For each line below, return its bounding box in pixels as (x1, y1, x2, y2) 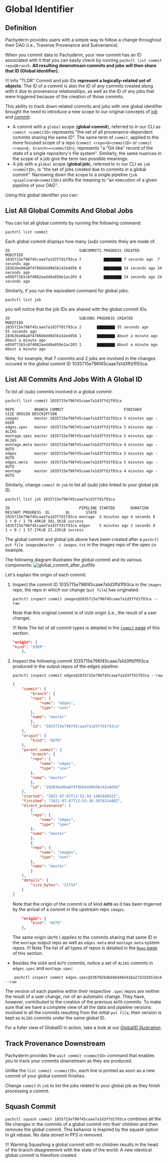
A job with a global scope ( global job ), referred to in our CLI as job (12, 161, 150, 167)
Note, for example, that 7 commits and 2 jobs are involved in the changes (5, 355, 156, 361)
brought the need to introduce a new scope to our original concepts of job (5, 109, 158, 114)
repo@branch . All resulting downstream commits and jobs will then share (5, 63, 156, 68)
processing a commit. (5, 1088, 50, 1094)
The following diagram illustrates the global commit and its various (5, 556, 142, 562)
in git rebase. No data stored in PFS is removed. (5, 1131, 103, 1137)
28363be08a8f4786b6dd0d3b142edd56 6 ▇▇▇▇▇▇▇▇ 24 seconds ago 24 (5, 265, 162, 270)
